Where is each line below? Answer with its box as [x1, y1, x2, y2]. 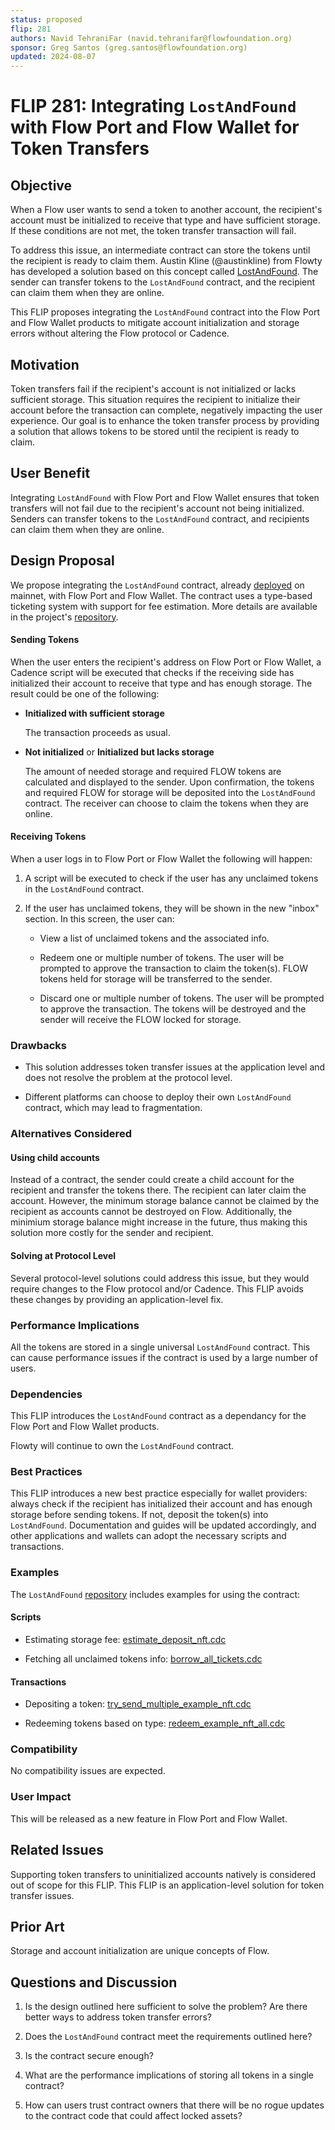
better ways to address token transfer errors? [24, 2011, 212, 2023]
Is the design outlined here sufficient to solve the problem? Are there [24, 2001, 308, 2013]
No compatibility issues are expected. [10, 1765, 166, 1777]
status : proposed [10, 14, 83, 25]
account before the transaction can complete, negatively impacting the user [10, 404, 323, 416]
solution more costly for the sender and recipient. [10, 1227, 214, 1239]
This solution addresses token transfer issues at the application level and [24, 1061, 326, 1073]
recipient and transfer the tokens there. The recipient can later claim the [10, 1184, 307, 1196]
